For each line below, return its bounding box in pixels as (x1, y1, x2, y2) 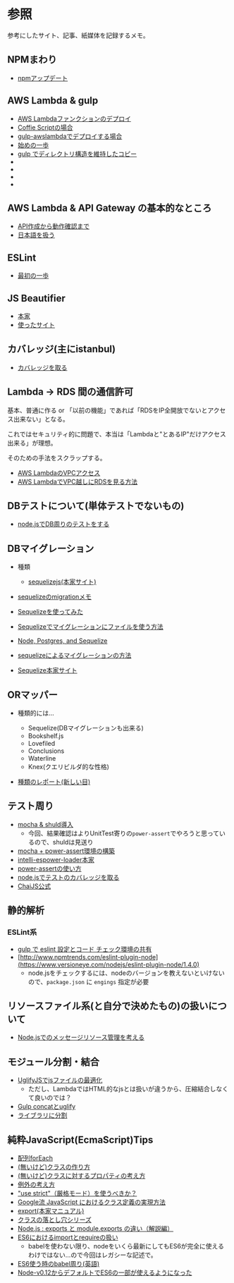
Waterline (27, 754, 56, 763)
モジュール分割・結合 (7, 1055, 100, 1068)
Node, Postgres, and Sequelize (17, 637, 108, 645)
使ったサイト (17, 321, 55, 329)
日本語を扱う (17, 231, 55, 240)
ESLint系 (7, 928, 37, 938)
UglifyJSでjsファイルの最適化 (17, 1076, 103, 1084)
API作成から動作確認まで (17, 222, 90, 231)
